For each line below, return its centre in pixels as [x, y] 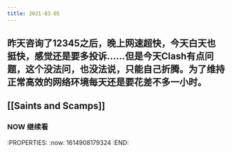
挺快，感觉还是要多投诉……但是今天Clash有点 [106, 56]
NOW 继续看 [28, 127]
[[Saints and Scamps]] [56, 106]
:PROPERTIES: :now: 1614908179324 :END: [68, 142]
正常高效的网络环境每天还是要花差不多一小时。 [107, 83]
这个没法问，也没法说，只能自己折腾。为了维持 [125, 69]
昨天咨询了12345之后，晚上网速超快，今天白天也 [112, 43]
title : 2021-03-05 [33, 13]
